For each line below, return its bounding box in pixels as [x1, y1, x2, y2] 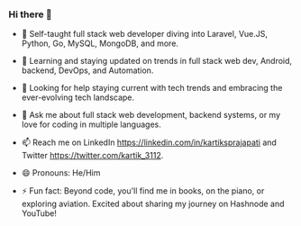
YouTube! [21, 208, 58, 219]
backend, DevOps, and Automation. [21, 65, 154, 76]
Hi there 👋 [8, 8, 53, 21]
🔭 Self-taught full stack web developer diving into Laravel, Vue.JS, [21, 29, 268, 40]
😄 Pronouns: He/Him [21, 167, 101, 178]
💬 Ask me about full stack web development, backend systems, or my [21, 110, 281, 121]
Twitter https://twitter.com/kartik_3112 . [21, 150, 164, 161]
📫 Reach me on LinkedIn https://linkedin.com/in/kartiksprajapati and [21, 137, 277, 148]
